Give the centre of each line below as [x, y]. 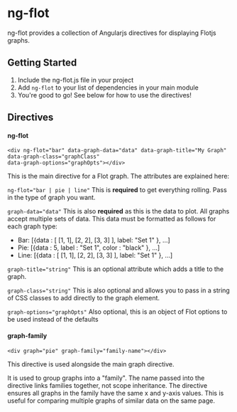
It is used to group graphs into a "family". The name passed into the [106, 378]
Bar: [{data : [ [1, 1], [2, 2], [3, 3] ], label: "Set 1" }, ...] [94, 241]
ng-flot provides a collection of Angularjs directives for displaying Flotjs [112, 33]
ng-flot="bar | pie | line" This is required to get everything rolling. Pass [117, 190]
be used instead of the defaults [53, 319]
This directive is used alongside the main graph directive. [91, 364]
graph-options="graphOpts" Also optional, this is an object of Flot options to [117, 312]
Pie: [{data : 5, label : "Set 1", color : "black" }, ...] [89, 248]
